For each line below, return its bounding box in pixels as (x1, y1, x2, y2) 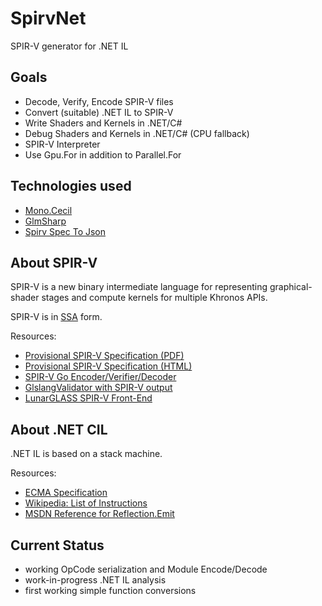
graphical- (269, 281, 313, 293)
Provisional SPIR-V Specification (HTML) (24, 360, 193, 372)
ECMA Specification (24, 487, 108, 499)
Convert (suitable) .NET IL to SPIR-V (24, 106, 174, 118)
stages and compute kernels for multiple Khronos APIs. (41, 292, 268, 304)
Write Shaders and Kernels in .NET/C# (24, 117, 183, 129)
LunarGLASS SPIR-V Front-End (24, 392, 153, 404)
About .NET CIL (10, 421, 108, 438)
